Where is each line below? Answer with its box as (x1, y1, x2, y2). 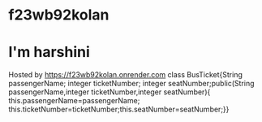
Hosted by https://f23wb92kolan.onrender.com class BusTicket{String (8, 70, 243, 80)
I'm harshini (8, 43, 91, 62)
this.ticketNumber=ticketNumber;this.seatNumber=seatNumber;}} (8, 104, 230, 115)
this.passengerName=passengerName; (8, 96, 140, 106)
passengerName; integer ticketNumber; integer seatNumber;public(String (8, 79, 255, 89)
